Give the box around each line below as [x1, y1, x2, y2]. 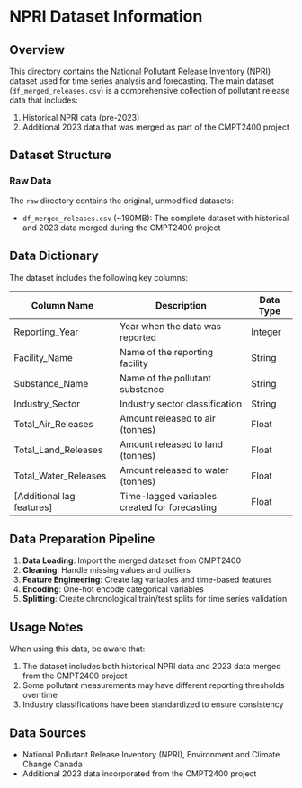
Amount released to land [120, 438, 223, 451]
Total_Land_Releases [13, 443, 103, 456]
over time [22, 690, 58, 701]
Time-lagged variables [120, 489, 218, 502]
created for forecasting [120, 501, 218, 514]
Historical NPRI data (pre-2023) [22, 112, 140, 122]
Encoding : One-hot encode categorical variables [22, 584, 204, 595]
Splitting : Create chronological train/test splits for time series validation [22, 594, 288, 604]
